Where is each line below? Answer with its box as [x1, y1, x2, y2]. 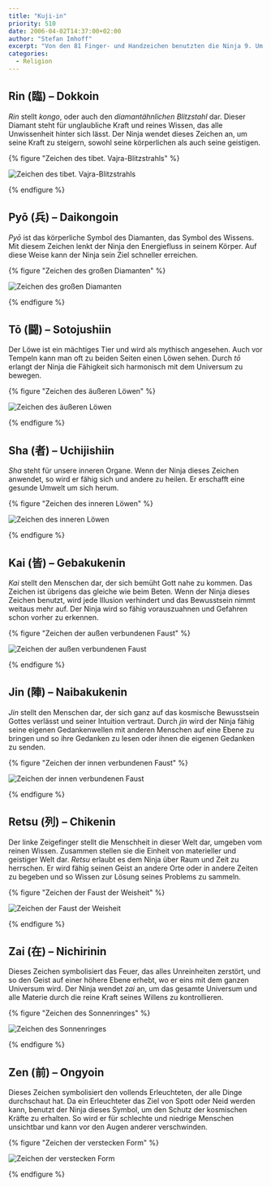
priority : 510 [8, 20, 57, 28]
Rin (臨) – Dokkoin [8, 89, 100, 103]
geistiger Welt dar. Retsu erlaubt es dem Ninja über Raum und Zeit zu [8, 854, 239, 864]
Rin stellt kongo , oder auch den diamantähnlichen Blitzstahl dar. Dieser [8, 111, 246, 121]
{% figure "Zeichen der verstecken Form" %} [8, 1138, 160, 1148]
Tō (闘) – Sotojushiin [8, 322, 112, 336]
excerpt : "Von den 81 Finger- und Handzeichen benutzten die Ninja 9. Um [8, 42, 264, 50]
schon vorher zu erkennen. [8, 612, 99, 622]
